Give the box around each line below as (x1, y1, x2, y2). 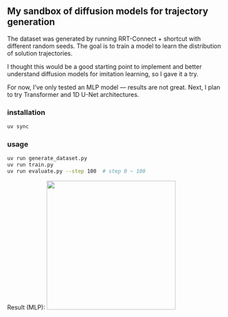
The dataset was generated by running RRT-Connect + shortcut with (7, 34, 201, 43)
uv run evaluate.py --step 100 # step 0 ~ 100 (7, 168, 146, 175)
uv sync (7, 123, 30, 130)
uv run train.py (7, 162, 54, 168)
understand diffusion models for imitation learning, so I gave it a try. (7, 69, 199, 78)
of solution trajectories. (7, 49, 73, 57)
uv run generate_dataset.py (7, 155, 88, 162)
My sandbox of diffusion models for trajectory (7, 6, 209, 17)
